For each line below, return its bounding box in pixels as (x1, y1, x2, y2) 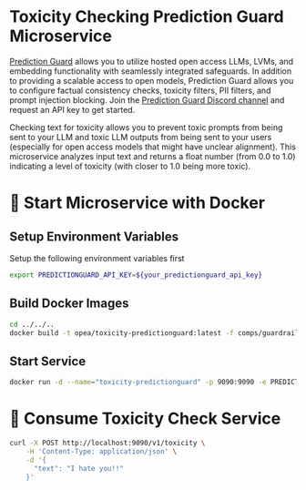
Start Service (9, 353, 87, 369)
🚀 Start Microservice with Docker (9, 193, 266, 213)
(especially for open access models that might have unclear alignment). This (9, 141, 296, 152)
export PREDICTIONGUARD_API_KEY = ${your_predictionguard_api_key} (9, 271, 262, 280)
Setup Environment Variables (9, 229, 179, 244)
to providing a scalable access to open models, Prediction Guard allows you (9, 75, 294, 86)
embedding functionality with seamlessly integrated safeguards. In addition (9, 66, 292, 77)
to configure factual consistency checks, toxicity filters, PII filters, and (9, 85, 271, 96)
